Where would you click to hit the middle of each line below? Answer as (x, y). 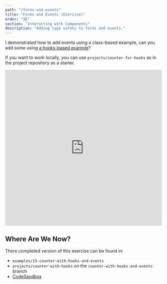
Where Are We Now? (38, 239)
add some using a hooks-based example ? (48, 48)
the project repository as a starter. (40, 63)
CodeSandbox (27, 276)
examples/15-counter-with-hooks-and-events (58, 261)
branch (20, 271)
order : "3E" (17, 19)
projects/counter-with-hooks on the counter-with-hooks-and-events (83, 266)
